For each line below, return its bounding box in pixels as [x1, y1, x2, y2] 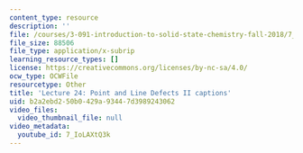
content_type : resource [9, 13, 99, 22]
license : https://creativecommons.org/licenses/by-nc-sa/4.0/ [9, 64, 248, 73]
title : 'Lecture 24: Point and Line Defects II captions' [9, 88, 232, 97]
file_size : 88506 [9, 38, 75, 48]
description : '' [9, 22, 70, 31]
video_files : [9, 105, 59, 114]
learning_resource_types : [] [9, 55, 119, 64]
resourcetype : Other [9, 80, 87, 89]
